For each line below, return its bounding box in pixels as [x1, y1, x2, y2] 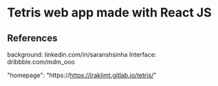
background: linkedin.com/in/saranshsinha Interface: [7, 50, 157, 58]
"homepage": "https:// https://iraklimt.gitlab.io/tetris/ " [7, 71, 157, 79]
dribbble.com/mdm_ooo [7, 58, 76, 66]
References [7, 32, 58, 44]
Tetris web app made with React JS [7, 5, 212, 21]
